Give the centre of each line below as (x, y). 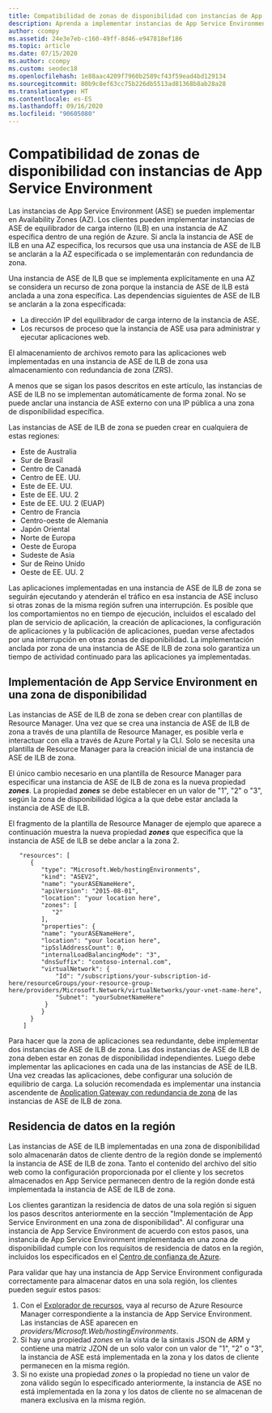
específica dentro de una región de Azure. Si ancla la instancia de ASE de (131, 237)
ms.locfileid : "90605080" (52, 114)
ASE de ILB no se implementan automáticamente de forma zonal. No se (127, 394)
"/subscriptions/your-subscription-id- (144, 976)
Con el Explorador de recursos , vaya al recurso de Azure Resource (131, 1305)
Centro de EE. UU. (50, 477)
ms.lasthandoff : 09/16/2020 (56, 106)
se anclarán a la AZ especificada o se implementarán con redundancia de (131, 254)
